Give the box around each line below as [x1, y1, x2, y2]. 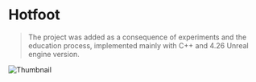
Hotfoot [8, 6, 60, 24]
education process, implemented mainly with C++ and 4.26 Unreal [27, 40, 249, 50]
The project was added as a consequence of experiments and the [27, 32, 247, 42]
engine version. [27, 49, 81, 59]
